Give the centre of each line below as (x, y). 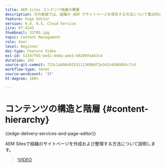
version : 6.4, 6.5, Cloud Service (41, 23)
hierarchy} (27, 120)
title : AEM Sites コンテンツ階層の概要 (42, 10)
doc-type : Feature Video (31, 51)
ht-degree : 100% (22, 79)
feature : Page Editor (27, 19)
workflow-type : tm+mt (27, 70)
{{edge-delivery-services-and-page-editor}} (51, 133)
